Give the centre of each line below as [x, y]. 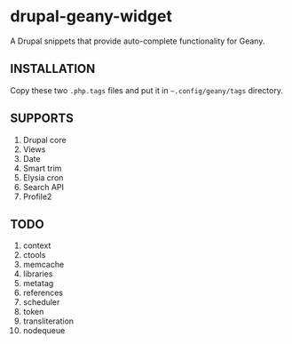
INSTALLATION [53, 69]
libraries [38, 274]
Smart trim [42, 168]
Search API [43, 187]
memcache [43, 265]
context [37, 245]
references [43, 293]
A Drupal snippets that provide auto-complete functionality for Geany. [138, 41]
